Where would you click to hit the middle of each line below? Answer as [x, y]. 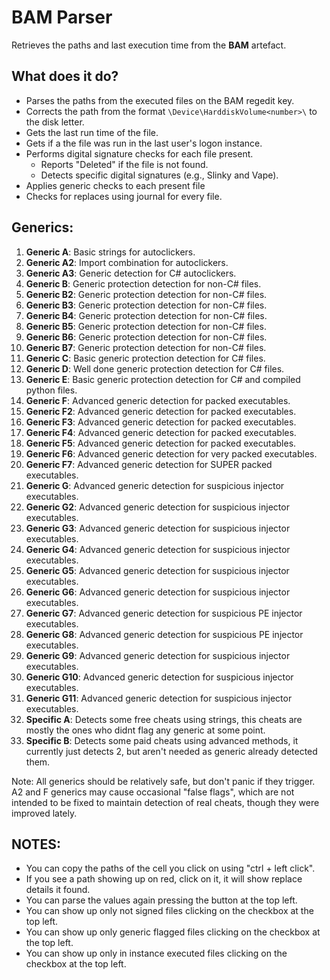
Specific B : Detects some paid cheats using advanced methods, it [162, 740]
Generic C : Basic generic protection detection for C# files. [145, 358]
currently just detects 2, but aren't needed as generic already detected [171, 751]
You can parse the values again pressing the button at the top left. [161, 900]
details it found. [58, 890]
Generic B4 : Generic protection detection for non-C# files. [146, 315]
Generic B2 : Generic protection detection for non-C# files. [146, 294]
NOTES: [36, 844]
